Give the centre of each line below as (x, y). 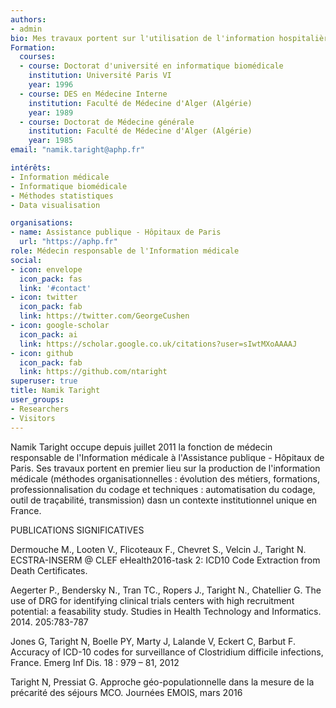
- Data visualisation (55, 205)
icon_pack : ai (48, 334)
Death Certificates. (49, 570)
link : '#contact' (55, 288)
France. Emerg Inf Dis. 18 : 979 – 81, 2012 (95, 662)
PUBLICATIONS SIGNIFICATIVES (77, 530)
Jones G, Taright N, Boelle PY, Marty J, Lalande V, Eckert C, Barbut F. (153, 641)
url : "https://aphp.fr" (68, 242)
